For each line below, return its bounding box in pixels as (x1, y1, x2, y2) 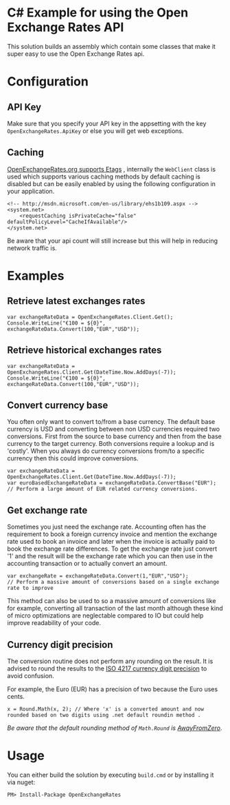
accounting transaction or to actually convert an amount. (7, 560, 168, 568)
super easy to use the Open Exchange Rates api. (7, 50, 145, 58)
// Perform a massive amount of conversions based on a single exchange (7, 579, 220, 586)
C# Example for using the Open (7, 5, 189, 21)
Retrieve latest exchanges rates (7, 295, 146, 307)
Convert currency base (7, 399, 108, 411)
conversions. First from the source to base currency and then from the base (7, 432, 222, 440)
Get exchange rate (7, 505, 88, 516)
